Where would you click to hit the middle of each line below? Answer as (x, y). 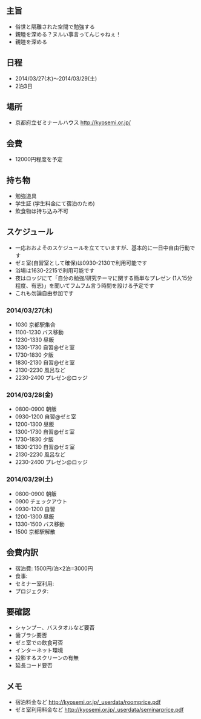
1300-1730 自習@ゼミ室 (45, 432)
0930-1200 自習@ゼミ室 (46, 417)
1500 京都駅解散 (35, 531)
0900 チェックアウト (41, 501)
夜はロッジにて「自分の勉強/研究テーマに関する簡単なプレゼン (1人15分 (104, 278)
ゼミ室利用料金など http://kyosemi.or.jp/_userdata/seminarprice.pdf (99, 710)
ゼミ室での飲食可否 (39, 643)
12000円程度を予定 (39, 159)
